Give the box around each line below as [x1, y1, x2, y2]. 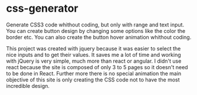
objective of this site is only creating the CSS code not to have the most [6, 76, 180, 83]
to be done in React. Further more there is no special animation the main [6, 70, 182, 77]
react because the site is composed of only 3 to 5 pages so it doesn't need [6, 63, 188, 70]
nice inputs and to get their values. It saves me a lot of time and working [6, 51, 181, 58]
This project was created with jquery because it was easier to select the [6, 45, 181, 52]
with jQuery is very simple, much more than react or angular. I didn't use [6, 57, 182, 65]
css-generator [6, 2, 78, 15]
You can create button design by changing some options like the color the [6, 27, 186, 34]
